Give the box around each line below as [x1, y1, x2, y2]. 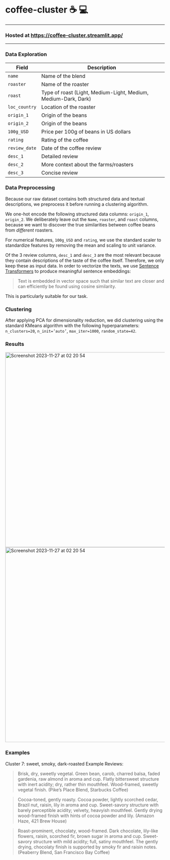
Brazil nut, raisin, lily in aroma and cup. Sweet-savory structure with [17, 802, 159, 808]
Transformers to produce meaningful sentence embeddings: [5, 268, 131, 274]
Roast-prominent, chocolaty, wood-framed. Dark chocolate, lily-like [17, 828, 158, 834]
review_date [8, 145, 37, 151]
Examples [5, 749, 30, 756]
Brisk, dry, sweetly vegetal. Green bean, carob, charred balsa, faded [17, 771, 160, 777]
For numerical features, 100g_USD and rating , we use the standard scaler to [5, 237, 161, 243]
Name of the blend [41, 72, 86, 79]
